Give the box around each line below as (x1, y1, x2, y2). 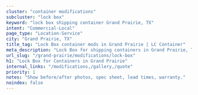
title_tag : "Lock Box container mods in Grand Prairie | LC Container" (6, 42, 186, 48)
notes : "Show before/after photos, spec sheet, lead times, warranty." (6, 74, 186, 80)
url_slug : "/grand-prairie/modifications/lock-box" (6, 53, 136, 58)
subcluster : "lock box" (6, 14, 65, 20)
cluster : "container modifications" (6, 8, 96, 15)
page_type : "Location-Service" (6, 31, 83, 37)
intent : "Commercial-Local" (6, 25, 75, 31)
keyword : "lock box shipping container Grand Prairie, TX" (6, 19, 154, 25)
